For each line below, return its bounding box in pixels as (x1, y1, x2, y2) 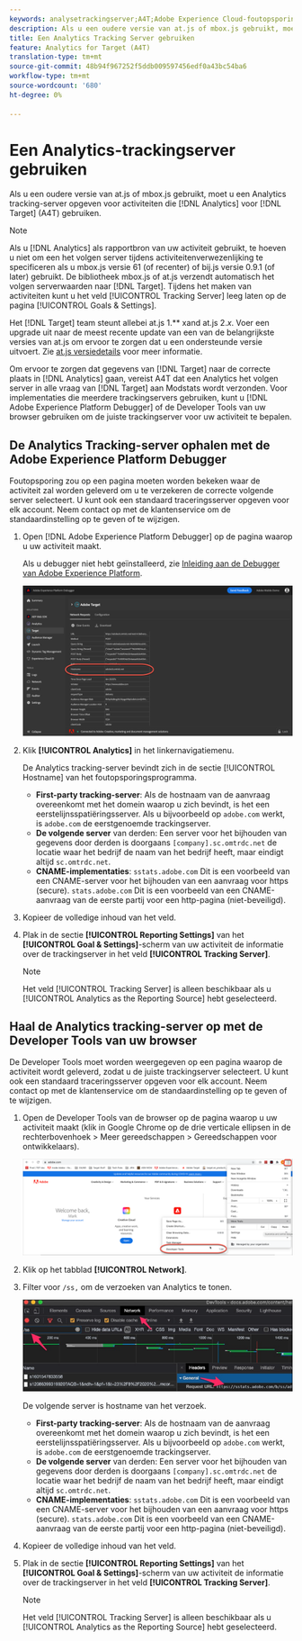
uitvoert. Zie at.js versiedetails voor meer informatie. (9, 347, 203, 357)
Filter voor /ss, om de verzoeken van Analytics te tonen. (22, 1282, 232, 1293)
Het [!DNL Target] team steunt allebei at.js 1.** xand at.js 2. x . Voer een (9, 318, 270, 329)
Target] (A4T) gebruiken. (9, 208, 102, 219)
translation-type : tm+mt (9, 52, 102, 62)
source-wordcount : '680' (9, 81, 102, 90)
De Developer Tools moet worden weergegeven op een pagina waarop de (9, 1057, 283, 1068)
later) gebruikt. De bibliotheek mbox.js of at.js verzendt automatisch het (9, 271, 275, 283)
